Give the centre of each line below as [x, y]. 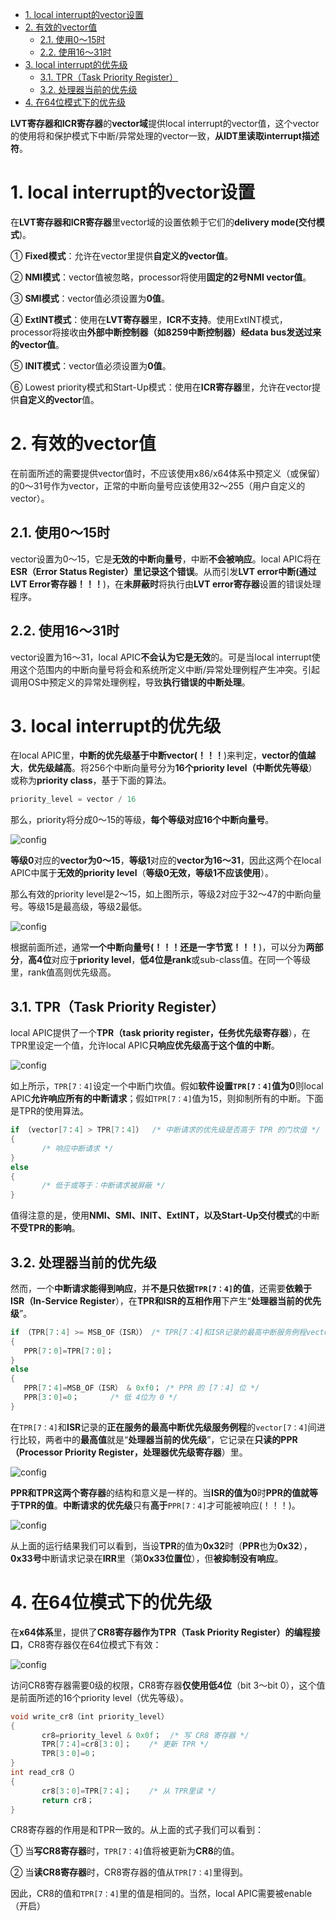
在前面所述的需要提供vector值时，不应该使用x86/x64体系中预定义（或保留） [168, 473]
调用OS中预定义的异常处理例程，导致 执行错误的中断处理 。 [130, 682]
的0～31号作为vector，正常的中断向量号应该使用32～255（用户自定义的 [158, 485]
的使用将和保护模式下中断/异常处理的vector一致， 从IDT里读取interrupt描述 [165, 136]
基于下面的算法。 [136, 780]
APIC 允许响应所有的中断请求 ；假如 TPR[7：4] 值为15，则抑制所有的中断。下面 [167, 1099]
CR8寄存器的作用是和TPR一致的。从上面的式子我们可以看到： [137, 1830]
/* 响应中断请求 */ [77, 1148]
